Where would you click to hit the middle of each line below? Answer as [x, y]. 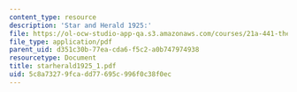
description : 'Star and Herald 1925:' [80, 25]
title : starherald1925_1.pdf [63, 67]
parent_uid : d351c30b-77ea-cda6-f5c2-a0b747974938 [104, 50]
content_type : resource [53, 17]
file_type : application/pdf [61, 42]
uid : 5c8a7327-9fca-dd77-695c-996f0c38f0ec [91, 74]
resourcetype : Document [53, 58]
